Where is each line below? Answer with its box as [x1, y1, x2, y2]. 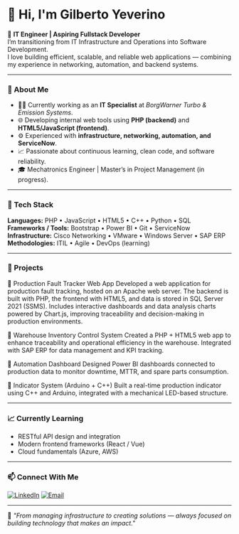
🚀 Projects [7, 263, 44, 273]
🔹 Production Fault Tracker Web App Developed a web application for [7, 279, 211, 287]
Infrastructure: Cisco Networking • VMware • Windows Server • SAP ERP [7, 231, 226, 240]
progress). [17, 176, 48, 184]
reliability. [17, 157, 46, 166]
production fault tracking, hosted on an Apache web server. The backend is [7, 287, 229, 295]
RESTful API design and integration [17, 432, 121, 441]
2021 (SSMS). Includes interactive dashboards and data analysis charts [7, 301, 216, 310]
